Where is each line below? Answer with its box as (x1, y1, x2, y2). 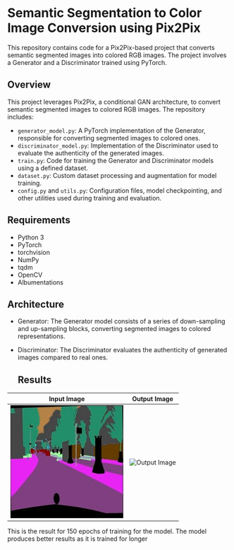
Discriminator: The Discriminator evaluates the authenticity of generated (17, 346, 228, 354)
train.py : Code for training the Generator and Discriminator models (17, 156, 214, 165)
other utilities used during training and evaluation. (17, 193, 162, 202)
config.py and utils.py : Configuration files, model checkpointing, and (17, 186, 222, 195)
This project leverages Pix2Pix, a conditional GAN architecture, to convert (7, 97, 221, 106)
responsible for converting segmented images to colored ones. (17, 133, 201, 142)
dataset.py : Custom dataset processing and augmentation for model (17, 171, 217, 179)
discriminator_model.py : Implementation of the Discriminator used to (17, 141, 218, 150)
